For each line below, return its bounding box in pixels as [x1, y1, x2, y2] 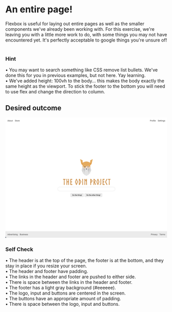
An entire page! [5, 4, 73, 15]
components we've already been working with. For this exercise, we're [5, 26, 155, 32]
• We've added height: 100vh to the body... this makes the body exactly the [5, 78, 164, 84]
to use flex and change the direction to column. [5, 89, 105, 95]
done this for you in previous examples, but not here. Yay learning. [5, 72, 146, 79]
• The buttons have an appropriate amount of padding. [5, 296, 122, 302]
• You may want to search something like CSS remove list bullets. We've [5, 67, 158, 73]
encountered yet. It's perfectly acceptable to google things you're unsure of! [5, 37, 167, 43]
